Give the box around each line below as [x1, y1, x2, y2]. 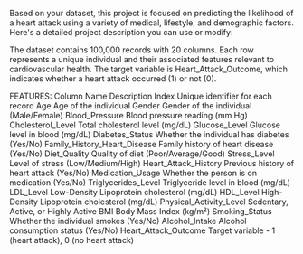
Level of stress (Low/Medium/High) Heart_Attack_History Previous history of [9, 158, 295, 168]
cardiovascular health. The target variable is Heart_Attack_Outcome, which [9, 63, 288, 74]
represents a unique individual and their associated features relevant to [9, 54, 274, 64]
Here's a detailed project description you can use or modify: [9, 27, 233, 37]
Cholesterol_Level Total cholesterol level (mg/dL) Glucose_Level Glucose [9, 119, 280, 130]
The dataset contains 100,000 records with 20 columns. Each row [9, 44, 255, 55]
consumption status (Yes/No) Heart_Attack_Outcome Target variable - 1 [9, 225, 276, 236]
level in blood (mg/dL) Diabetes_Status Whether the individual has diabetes [9, 129, 289, 139]
